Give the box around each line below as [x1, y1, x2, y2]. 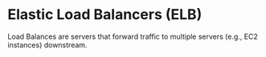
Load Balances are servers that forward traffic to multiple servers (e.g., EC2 [7, 32, 259, 41]
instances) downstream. [7, 40, 88, 49]
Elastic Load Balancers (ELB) [7, 6, 203, 24]
